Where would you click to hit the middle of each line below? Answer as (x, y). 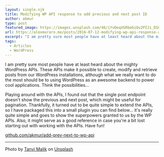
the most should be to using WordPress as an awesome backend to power (80, 80)
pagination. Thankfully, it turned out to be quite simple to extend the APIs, (79, 105)
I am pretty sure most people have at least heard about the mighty (72, 64)
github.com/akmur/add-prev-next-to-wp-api (50, 135)
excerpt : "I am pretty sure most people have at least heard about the (79, 37)
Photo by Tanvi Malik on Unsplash (39, 149)
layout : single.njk (25, 10)
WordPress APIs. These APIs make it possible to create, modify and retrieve (81, 69)
